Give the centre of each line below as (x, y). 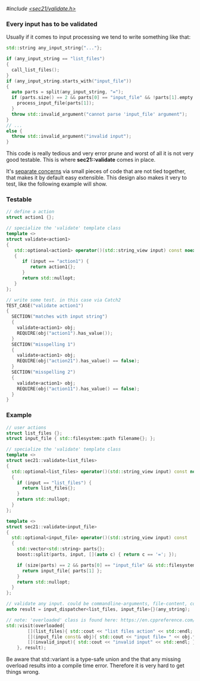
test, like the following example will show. (57, 184)
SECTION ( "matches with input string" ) (60, 317)
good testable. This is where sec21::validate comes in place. (81, 160)
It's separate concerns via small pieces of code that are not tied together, (96, 171)
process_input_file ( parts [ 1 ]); (56, 103)
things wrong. (23, 672)
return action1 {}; (53, 267)
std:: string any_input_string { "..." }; (54, 48)
